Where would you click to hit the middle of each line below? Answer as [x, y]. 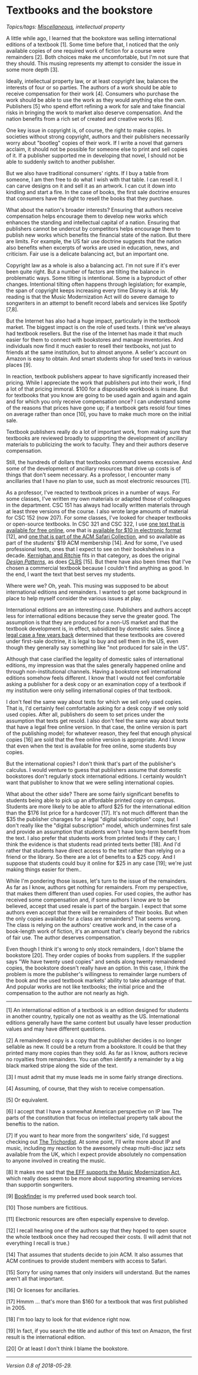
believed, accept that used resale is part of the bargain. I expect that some [96, 906]
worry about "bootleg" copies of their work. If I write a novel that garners [95, 143]
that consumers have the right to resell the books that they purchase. [90, 198]
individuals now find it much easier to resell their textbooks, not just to [91, 346]
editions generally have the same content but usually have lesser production [99, 1022]
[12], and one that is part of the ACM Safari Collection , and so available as [96, 536]
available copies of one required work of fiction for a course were [85, 50]
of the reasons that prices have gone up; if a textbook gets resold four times [99, 408]
